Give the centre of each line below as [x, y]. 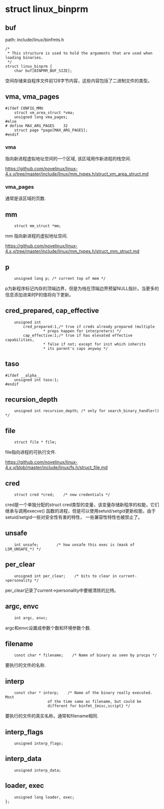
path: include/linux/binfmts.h [35, 40]
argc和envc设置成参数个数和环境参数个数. [48, 628]
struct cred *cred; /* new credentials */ [62, 495]
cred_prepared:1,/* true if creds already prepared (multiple [89, 326]
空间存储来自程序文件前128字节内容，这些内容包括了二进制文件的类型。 [79, 81]
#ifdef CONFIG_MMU [24, 108]
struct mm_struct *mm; [38, 226]
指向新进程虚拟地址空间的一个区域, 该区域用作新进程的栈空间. [68, 159]
